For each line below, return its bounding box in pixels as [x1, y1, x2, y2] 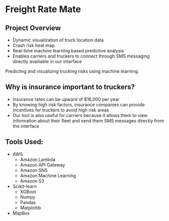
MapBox [12, 210, 30, 216]
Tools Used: [5, 138, 44, 146]
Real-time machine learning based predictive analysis [12, 48, 125, 53]
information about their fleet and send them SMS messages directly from [12, 118, 164, 124]
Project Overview [5, 24, 61, 32]
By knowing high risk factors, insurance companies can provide [12, 101, 145, 107]
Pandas [20, 199, 36, 205]
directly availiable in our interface [12, 59, 82, 64]
